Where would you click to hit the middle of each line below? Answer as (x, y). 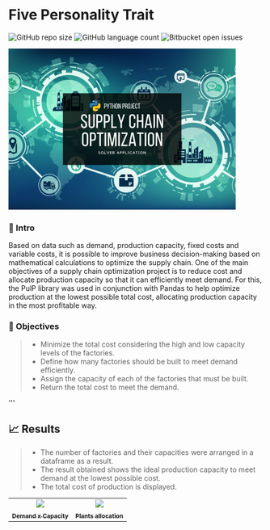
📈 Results (34, 429)
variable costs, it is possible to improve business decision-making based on (134, 254)
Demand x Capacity (40, 516)
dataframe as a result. (77, 461)
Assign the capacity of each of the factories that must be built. (144, 378)
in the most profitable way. (53, 305)
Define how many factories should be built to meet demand (139, 361)
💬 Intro (21, 228)
